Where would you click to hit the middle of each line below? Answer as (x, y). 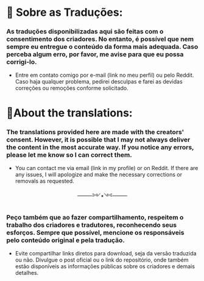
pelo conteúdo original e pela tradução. (65, 240)
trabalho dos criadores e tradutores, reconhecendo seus (92, 225)
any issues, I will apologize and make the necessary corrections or (99, 174)
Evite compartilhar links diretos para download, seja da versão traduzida (106, 254)
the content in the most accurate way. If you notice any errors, (100, 147)
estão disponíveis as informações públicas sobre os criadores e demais (105, 266)
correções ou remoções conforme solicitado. (72, 88)
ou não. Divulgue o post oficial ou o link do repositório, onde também (102, 260)
